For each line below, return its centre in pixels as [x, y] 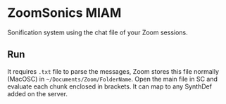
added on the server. [38, 93]
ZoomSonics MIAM [64, 13]
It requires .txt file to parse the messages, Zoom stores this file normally [113, 71]
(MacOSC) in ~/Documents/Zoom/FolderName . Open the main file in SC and [113, 79]
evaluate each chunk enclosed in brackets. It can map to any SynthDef [110, 86]
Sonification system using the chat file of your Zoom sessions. [98, 32]
